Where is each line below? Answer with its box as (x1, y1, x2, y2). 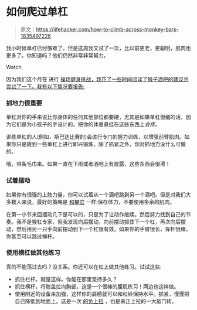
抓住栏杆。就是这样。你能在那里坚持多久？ (14, 275, 118, 282)
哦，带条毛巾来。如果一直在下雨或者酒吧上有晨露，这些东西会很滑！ (6, 161, 171, 168)
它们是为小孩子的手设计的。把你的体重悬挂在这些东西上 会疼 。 (11, 121, 160, 128)
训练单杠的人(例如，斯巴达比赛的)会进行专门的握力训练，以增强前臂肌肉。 (6, 133, 185, 141)
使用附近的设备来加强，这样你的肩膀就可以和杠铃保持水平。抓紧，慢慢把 (14, 290, 189, 297)
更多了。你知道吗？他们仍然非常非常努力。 (6, 52, 109, 59)
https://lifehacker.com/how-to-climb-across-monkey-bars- (36, 26, 179, 33)
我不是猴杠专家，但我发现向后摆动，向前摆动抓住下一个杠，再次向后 (16, 218, 181, 225)
